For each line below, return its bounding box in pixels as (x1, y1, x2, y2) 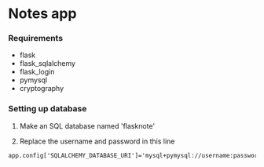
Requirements (8, 33, 64, 44)
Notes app (8, 5, 77, 23)
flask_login (19, 67, 55, 77)
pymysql (19, 75, 48, 85)
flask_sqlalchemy (19, 59, 76, 68)
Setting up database (8, 103, 87, 114)
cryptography (19, 84, 64, 93)
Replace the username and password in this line (19, 136, 175, 146)
